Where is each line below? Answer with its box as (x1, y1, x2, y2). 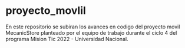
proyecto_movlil (5, 4, 86, 17)
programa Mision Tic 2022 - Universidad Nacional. (5, 35, 128, 42)
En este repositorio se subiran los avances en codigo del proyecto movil (5, 23, 180, 30)
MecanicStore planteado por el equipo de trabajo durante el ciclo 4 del (5, 29, 177, 36)
